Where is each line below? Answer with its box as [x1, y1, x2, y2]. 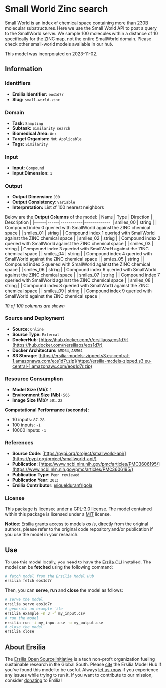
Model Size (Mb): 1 [12, 387, 52, 393]
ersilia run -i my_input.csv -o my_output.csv [5, 620, 103, 625]
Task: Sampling [12, 120, 44, 126]
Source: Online [12, 326, 44, 332]
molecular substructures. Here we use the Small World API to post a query [5, 25, 157, 31]
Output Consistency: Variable [12, 199, 75, 205]
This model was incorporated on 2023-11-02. [5, 51, 98, 57]
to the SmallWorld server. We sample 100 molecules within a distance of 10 [5, 30, 158, 36]
